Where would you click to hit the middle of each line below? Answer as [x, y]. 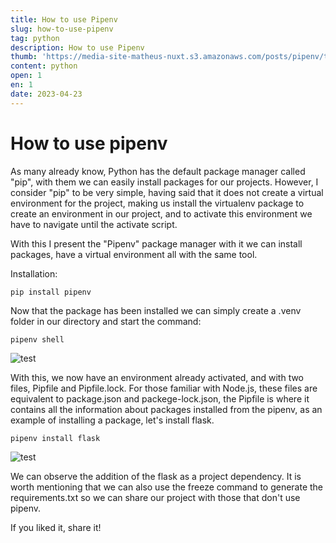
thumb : [24, 57]
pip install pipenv [51, 292]
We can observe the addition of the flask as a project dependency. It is [156, 476]
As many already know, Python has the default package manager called [158, 171]
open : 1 [26, 76]
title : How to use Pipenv [64, 19]
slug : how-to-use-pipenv [62, 29]
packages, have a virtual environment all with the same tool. [134, 254]
